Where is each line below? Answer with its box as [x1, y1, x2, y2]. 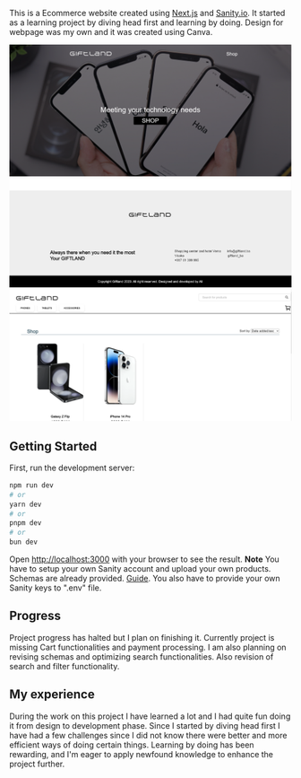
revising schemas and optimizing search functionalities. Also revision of [9, 651, 274, 662]
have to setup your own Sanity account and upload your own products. [9, 564, 271, 574]
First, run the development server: [9, 462, 135, 473]
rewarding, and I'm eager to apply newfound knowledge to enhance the [9, 748, 274, 759]
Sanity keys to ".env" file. [9, 582, 102, 593]
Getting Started [9, 439, 98, 454]
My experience [9, 686, 96, 703]
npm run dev [9, 480, 54, 490]
